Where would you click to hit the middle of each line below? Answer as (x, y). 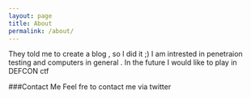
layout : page (30, 16)
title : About (30, 23)
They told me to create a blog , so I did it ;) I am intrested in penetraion (125, 54)
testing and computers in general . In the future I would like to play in (123, 62)
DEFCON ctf (29, 71)
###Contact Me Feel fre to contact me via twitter (90, 87)
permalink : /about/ (41, 31)
